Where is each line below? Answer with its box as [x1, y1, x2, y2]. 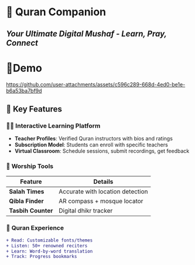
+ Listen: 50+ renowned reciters [6, 243, 88, 249]
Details [93, 177, 114, 186]
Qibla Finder [9, 197, 44, 205]
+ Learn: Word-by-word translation [6, 248, 93, 254]
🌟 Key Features [6, 104, 63, 114]
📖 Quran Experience [6, 224, 64, 232]
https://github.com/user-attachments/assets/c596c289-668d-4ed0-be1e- [6, 80, 186, 88]
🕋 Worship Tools [6, 162, 54, 170]
